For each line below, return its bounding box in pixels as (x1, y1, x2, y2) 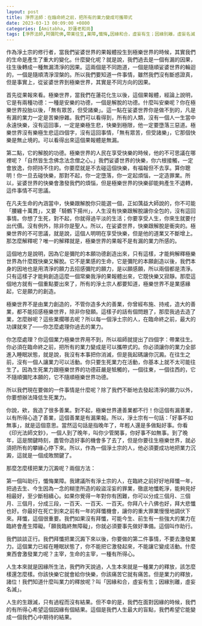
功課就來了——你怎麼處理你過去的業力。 (6, 323, 106, 330)
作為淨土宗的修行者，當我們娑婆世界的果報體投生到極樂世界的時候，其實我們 (6, 49, 196, 56)
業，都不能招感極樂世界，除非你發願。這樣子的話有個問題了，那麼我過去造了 (6, 308, 196, 315)
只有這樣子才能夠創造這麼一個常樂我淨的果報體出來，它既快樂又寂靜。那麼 (6, 273, 191, 280)
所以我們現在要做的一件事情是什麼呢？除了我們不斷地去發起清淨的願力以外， (6, 386, 196, 394)
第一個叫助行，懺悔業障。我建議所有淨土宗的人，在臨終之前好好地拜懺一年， (6, 477, 196, 485)
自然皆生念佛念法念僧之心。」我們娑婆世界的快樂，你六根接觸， (26, 157, 183, 164)
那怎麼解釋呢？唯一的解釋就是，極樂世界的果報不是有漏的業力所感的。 (6, 237, 180, 244)
